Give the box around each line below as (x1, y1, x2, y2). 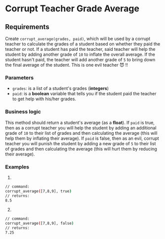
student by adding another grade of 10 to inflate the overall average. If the (5, 51, 156, 57)
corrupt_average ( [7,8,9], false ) (5, 221, 74, 226)
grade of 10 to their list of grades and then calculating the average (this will (5, 130, 158, 136)
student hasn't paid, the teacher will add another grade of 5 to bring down (5, 57, 156, 62)
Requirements (5, 23, 49, 31)
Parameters (5, 74, 34, 81)
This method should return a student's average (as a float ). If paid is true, (5, 119, 155, 125)
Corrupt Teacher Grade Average (5, 3, 140, 14)
